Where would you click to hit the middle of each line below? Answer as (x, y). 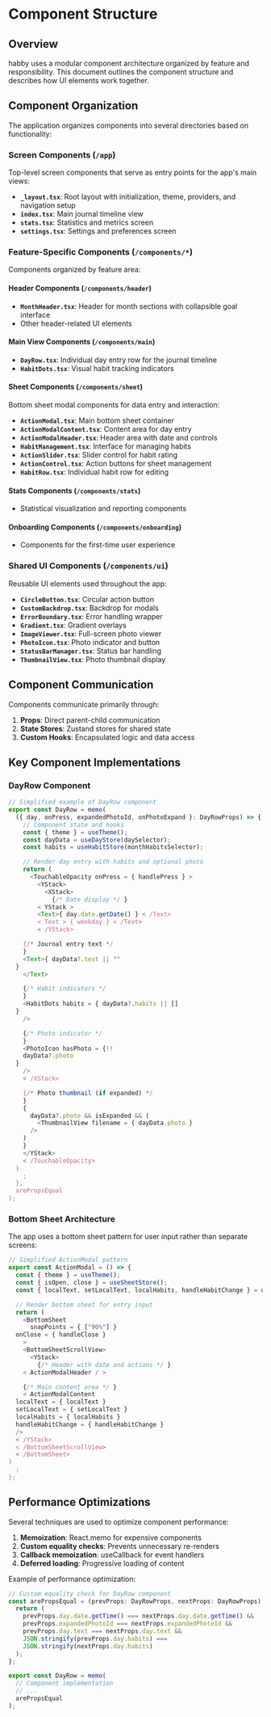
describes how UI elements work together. (79, 80)
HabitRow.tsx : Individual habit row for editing (94, 472)
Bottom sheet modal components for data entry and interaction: (114, 405)
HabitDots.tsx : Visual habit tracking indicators (97, 368)
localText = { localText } (61, 1402)
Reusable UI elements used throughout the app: (88, 584)
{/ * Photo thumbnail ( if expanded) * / (88, 1093)
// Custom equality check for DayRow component (90, 1593)
